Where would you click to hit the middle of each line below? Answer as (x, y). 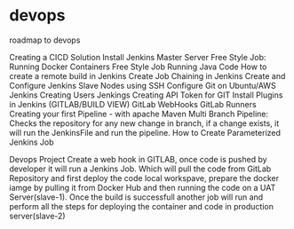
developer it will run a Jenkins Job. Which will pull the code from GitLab (140, 169)
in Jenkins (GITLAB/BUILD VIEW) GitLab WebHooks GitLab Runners (133, 104)
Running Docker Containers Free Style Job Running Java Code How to (138, 67)
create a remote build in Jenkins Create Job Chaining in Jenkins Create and (147, 75)
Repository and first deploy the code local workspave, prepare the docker (144, 178)
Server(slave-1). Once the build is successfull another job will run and (136, 197)
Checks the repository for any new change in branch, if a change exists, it (144, 123)
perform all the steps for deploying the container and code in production (141, 206)
